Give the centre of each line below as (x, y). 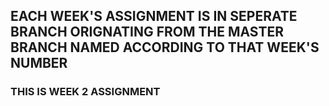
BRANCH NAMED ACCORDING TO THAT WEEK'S (165, 47)
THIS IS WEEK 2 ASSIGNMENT (85, 92)
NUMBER (39, 63)
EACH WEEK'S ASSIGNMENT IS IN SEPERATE (154, 16)
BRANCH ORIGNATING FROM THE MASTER (147, 32)
